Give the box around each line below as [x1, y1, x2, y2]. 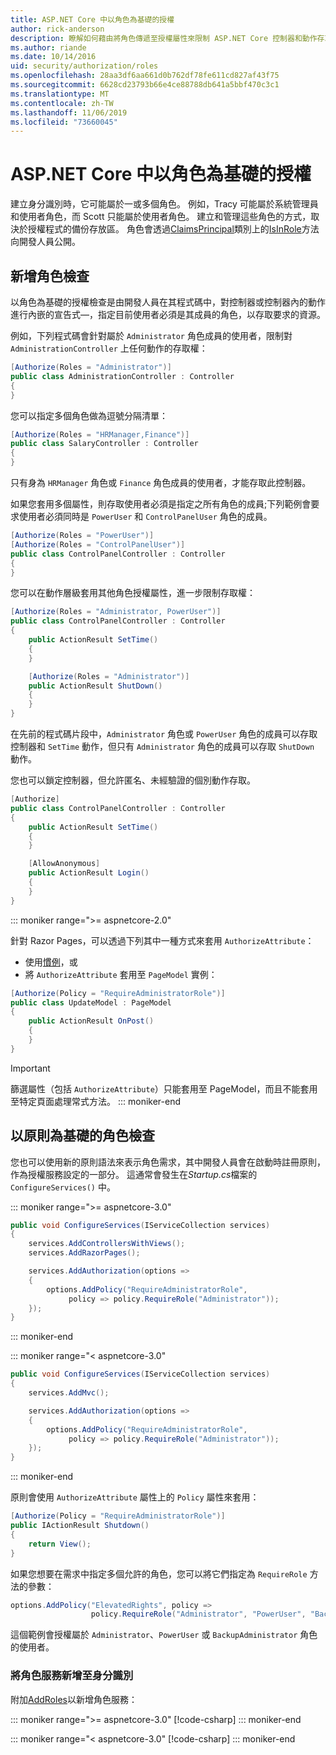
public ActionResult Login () [28, 868, 150, 878]
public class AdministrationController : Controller [10, 371, 235, 381]
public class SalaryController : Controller [10, 439, 199, 449]
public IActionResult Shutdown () [10, 1521, 150, 1531]
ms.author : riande [10, 42, 87, 53]
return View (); [28, 1539, 92, 1549]
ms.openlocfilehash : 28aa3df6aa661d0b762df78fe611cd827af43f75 [10, 71, 280, 81]
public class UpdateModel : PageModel [10, 997, 172, 1008]
